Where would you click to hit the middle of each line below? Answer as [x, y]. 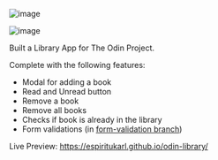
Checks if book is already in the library [92, 120]
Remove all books [54, 110]
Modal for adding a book [67, 82]
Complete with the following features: [77, 65]
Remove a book [50, 101]
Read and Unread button [67, 91]
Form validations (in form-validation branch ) [102, 129]
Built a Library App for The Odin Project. [82, 48]
